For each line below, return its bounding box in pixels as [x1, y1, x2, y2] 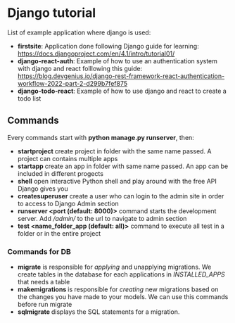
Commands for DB [7, 246, 72, 256]
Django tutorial [7, 5, 96, 21]
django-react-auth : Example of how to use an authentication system [17, 56, 218, 65]
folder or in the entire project [17, 229, 101, 237]
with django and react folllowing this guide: [17, 64, 143, 72]
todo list [17, 94, 42, 103]
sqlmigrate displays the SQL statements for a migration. [17, 308, 180, 316]
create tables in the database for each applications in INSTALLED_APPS [17, 270, 225, 279]
